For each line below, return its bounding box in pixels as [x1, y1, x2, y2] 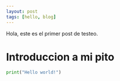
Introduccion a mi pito [6, 50, 115, 64]
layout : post [6, 8, 38, 15]
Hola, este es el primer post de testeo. [6, 30, 98, 37]
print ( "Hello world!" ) [6, 69, 61, 76]
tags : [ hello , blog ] [6, 14, 57, 20]
